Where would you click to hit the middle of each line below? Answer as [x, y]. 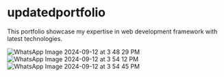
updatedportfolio [57, 13]
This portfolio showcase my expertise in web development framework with [112, 31]
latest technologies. [35, 38]
